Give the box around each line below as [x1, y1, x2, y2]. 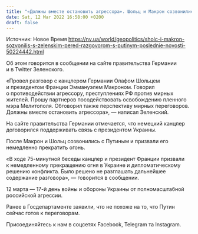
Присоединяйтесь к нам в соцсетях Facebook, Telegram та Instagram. [6, 221, 181, 228]
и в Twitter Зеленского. [6, 66, 64, 73]
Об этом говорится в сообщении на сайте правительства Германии [6, 60, 177, 67]
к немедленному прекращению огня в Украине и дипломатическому [6, 162, 181, 169]
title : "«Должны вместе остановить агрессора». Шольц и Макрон [6, 8, 165, 15]
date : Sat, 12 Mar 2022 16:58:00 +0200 [6, 14, 104, 20]
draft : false [6, 19, 38, 25]
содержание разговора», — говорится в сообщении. [6, 174, 140, 182]
